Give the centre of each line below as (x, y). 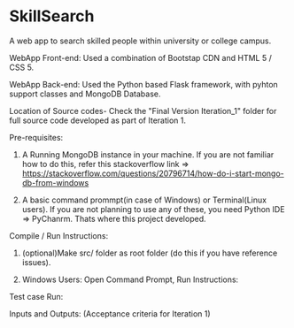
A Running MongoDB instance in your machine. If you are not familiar (148, 154)
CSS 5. (22, 67)
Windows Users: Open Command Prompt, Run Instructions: (130, 279)
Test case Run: (36, 296)
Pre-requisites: (36, 137)
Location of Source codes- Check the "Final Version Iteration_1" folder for (143, 111)
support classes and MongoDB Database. (85, 94)
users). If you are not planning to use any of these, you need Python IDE (153, 209)
